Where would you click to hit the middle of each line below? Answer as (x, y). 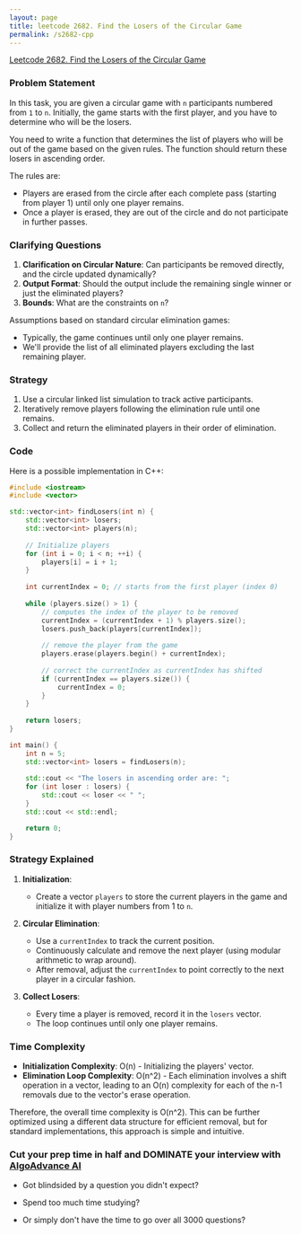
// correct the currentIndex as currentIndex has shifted (152, 670)
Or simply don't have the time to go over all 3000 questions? (134, 1220)
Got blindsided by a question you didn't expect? (110, 1186)
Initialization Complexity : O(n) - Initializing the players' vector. (138, 1066)
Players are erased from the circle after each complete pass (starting (149, 193)
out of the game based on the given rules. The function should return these (148, 148)
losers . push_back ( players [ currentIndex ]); (122, 629)
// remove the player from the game (110, 646)
